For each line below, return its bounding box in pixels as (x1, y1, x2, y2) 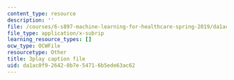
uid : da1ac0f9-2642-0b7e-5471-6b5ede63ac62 (7, 62, 136, 69)
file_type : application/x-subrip (7, 29, 104, 37)
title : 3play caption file (7, 56, 86, 63)
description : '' (7, 17, 54, 24)
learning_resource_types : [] (7, 36, 92, 43)
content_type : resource (7, 10, 77, 17)
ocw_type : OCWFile (7, 42, 61, 49)
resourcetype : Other (7, 49, 68, 56)
